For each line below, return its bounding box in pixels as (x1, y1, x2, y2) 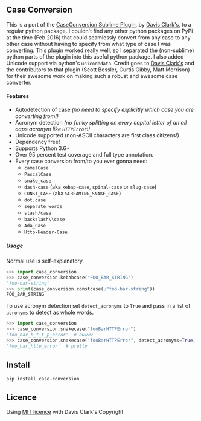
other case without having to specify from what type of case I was (6, 40, 171, 47)
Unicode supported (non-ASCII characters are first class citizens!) (14, 132, 180, 139)
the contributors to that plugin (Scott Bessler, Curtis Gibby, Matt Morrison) (6, 66, 190, 73)
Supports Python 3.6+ (14, 145, 71, 152)
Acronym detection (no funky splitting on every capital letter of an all (14, 119, 187, 126)
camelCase (24, 165, 49, 171)
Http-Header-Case (24, 229, 68, 235)
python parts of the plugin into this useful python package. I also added (6, 53, 184, 60)
